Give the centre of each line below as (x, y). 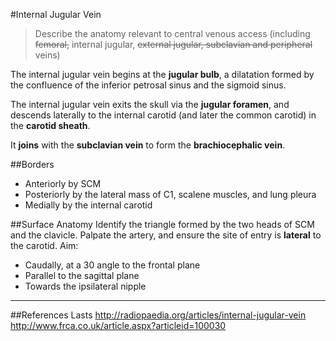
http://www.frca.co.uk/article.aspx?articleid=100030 (118, 325)
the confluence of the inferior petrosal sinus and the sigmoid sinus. (148, 85)
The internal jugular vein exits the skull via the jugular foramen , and (150, 104)
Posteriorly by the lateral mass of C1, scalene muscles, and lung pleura (170, 194)
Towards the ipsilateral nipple (85, 286)
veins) (47, 55)
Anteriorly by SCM (63, 183)
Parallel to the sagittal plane (82, 275)
